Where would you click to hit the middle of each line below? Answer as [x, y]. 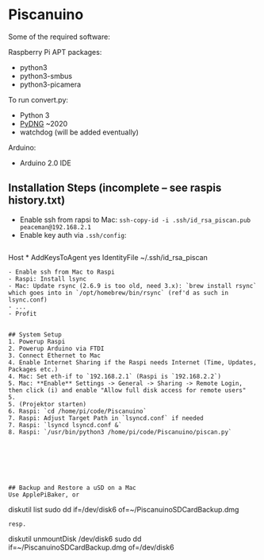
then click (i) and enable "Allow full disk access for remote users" [127, 390]
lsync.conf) [28, 300]
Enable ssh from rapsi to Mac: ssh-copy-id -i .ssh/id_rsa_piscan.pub [135, 220]
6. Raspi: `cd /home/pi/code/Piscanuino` [78, 411]
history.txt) [37, 200]
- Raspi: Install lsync [48, 279]
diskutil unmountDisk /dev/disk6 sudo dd [75, 539]
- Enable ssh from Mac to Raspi [61, 272]
